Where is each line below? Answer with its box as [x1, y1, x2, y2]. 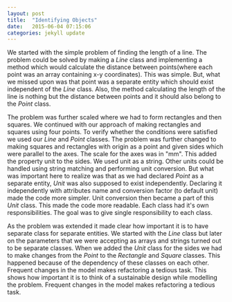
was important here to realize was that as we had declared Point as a [7, 172, 204, 180]
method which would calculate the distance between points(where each [7, 63, 213, 71]
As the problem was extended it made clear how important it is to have [7, 222, 209, 230]
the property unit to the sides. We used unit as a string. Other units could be [7, 157, 224, 166]
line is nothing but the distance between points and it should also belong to [7, 93, 222, 101]
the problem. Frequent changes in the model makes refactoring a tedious [7, 281, 215, 289]
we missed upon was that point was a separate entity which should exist [7, 77, 214, 86]
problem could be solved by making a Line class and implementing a [7, 56, 203, 64]
